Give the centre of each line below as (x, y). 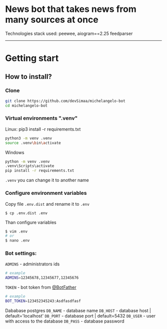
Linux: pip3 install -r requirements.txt (43, 129)
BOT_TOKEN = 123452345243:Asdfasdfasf (43, 301)
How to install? (29, 76)
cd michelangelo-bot (27, 105)
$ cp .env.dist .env (27, 213)
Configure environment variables (46, 193)
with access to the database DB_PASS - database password (65, 321)
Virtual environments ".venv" (42, 118)
